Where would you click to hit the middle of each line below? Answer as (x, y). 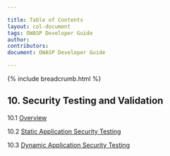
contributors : (28, 46)
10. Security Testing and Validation (85, 101)
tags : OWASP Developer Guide (50, 33)
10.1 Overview (27, 117)
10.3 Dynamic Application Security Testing (69, 145)
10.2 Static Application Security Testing (64, 131)
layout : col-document (39, 26)
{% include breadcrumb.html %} (54, 79)
